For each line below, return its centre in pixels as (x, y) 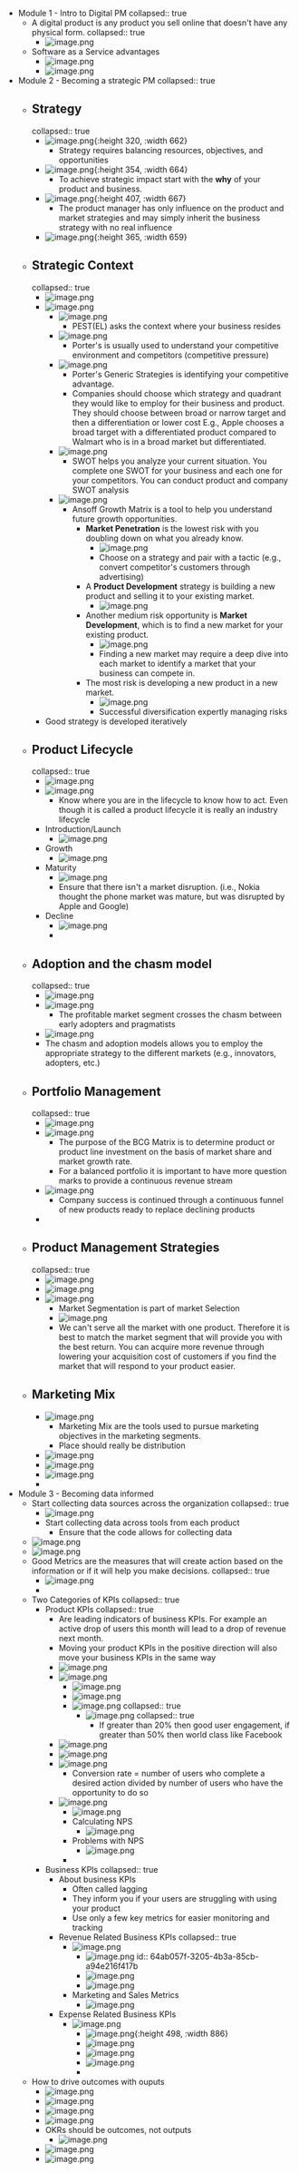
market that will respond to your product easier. (147, 1365)
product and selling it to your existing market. (170, 596)
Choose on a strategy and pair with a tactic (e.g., (190, 557)
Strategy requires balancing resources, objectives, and (161, 150)
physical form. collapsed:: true (88, 32)
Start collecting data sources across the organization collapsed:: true (160, 1503)
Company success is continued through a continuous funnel (171, 1200)
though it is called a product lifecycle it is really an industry (168, 810)
